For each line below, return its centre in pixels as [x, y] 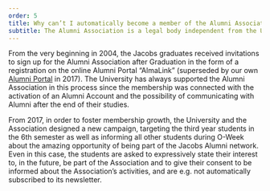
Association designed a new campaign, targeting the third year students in [131, 128]
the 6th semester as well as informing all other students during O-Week [127, 137]
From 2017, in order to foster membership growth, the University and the [128, 120]
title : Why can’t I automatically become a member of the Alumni [120, 23]
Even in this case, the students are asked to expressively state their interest [133, 154]
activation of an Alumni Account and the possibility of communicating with [131, 96]
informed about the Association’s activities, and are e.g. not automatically [130, 171]
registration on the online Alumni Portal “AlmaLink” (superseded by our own [133, 71]
